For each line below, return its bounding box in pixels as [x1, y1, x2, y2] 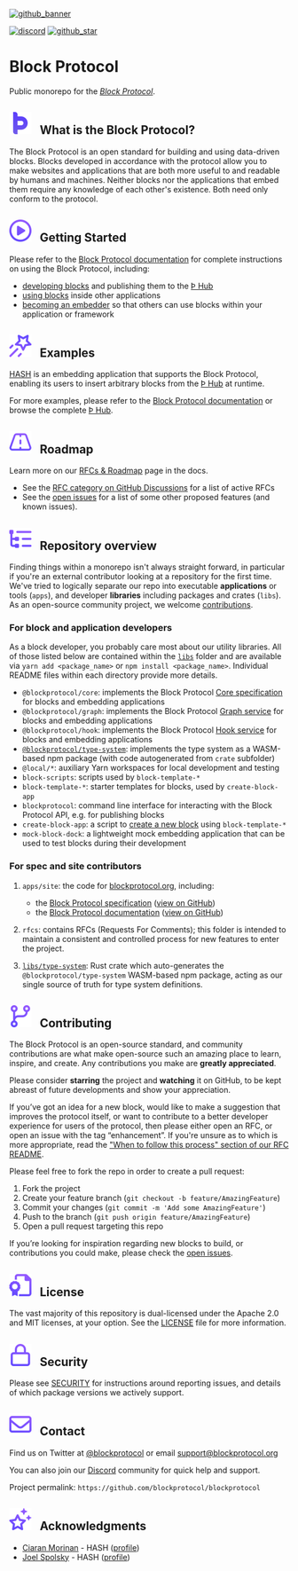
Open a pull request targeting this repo [21, 1221, 164, 1232]
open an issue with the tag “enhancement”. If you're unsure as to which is [9, 1130, 278, 1141]
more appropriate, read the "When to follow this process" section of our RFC [9, 1140, 289, 1151]
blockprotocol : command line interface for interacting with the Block [21, 800, 273, 811]
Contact [39, 1424, 86, 1439]
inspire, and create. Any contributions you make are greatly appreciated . [9, 1058, 277, 1069]
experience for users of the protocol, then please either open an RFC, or [9, 1120, 273, 1131]
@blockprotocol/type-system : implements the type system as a [21, 743, 251, 754]
